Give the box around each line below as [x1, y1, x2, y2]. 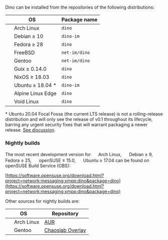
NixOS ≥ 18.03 [14, 74, 50, 80]
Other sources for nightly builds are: [5, 198, 80, 204]
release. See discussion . [5, 127, 56, 133]
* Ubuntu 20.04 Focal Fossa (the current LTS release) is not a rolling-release [5, 111, 163, 117]
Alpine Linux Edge [14, 90, 57, 97]
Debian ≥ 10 [14, 33, 44, 40]
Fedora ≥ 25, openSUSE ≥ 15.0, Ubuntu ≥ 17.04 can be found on [5, 158, 149, 164]
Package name [61, 16, 98, 23]
